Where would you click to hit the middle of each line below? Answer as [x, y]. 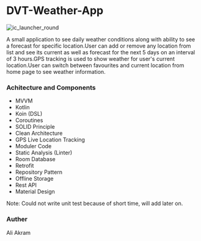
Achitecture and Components [51, 87]
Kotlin [22, 107]
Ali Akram [19, 232]
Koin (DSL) [29, 114]
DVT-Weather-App [55, 11]
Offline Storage [34, 179]
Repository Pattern [39, 172]
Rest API [26, 185]
